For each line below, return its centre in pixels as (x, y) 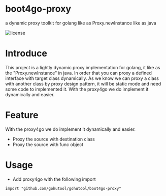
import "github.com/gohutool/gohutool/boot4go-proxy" (63, 188)
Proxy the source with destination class (54, 139)
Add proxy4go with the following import (54, 179)
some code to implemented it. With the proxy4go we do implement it (77, 89)
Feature (22, 115)
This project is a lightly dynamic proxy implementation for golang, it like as (83, 67)
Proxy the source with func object (48, 144)
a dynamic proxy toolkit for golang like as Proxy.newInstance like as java (81, 23)
